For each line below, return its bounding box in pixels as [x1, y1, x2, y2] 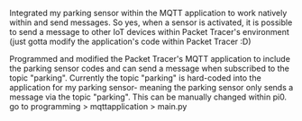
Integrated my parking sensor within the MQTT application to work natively [9, 8, 288, 18]
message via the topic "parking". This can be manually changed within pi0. [9, 91, 287, 102]
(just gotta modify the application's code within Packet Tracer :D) [9, 36, 252, 47]
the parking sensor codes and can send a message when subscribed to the [9, 63, 290, 73]
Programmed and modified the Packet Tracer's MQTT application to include [9, 54, 291, 64]
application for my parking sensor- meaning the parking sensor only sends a [9, 82, 294, 92]
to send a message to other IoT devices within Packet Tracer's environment [9, 27, 290, 37]
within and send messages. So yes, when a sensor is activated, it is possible [9, 17, 293, 28]
